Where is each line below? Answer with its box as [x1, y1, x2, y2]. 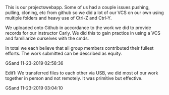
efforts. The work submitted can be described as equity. [5, 50, 122, 56]
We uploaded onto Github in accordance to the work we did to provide [5, 25, 151, 31]
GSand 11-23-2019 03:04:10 [5, 85, 63, 91]
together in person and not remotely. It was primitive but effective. [5, 75, 143, 81]
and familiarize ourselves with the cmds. [5, 35, 89, 41]
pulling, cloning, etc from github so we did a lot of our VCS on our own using [5, 10, 164, 16]
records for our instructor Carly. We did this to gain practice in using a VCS [5, 30, 160, 36]
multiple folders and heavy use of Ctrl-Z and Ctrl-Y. [5, 15, 112, 21]
